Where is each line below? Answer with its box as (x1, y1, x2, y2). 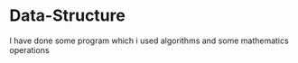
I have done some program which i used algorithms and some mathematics (9, 35, 289, 46)
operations (9, 44, 50, 55)
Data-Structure (9, 5, 126, 26)
